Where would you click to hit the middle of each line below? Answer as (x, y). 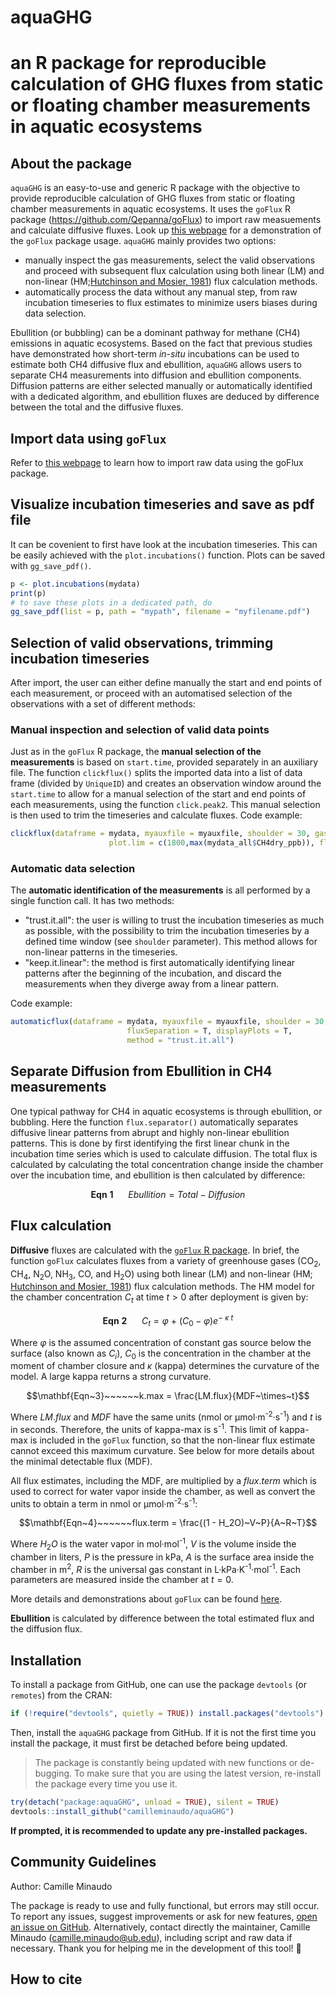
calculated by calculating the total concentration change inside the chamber (167, 1164)
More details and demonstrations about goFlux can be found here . (146, 1599)
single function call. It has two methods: (92, 901)
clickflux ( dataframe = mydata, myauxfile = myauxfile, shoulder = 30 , (160, 834)
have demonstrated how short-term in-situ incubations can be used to (155, 354)
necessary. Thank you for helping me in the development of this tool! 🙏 (156, 1948)
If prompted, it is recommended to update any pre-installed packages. (159, 1830)
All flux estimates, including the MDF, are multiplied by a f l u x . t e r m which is (163, 1480)
